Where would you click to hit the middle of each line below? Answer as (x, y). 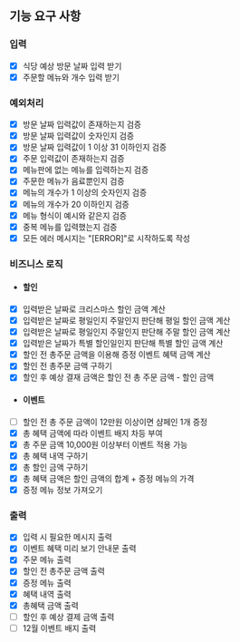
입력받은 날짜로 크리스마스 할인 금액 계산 (94, 309)
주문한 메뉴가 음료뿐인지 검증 (73, 181)
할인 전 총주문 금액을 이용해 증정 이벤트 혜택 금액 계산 (116, 355)
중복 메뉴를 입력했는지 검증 (70, 227)
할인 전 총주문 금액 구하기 (67, 366)
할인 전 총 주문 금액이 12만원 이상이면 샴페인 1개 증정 (115, 422)
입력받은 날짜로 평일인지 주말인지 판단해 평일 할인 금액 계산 (126, 320)
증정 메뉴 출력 (47, 582)
